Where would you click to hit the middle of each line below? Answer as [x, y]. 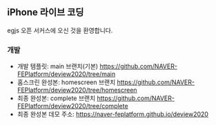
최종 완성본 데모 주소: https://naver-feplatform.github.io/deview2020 [113, 114]
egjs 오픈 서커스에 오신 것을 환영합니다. [60, 30]
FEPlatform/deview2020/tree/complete [73, 106]
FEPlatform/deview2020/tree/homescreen [77, 90]
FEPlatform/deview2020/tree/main [66, 74]
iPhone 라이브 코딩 [46, 12]
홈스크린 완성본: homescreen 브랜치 [66, 82]
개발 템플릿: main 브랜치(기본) [58, 66]
